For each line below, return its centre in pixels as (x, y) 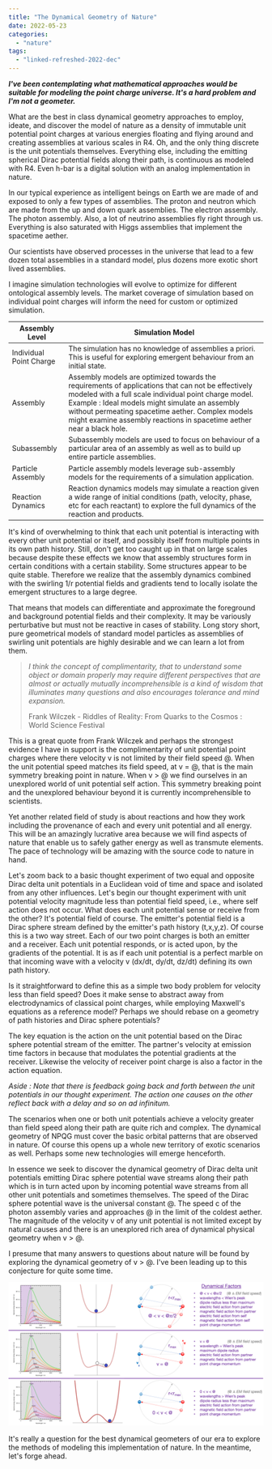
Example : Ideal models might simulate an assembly (154, 402)
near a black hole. (98, 428)
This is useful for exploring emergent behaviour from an (161, 357)
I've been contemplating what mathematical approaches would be (123, 84)
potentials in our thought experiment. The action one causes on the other (131, 1095)
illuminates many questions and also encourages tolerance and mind (144, 692)
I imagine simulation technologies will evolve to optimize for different (123, 284)
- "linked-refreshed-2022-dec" (68, 60)
